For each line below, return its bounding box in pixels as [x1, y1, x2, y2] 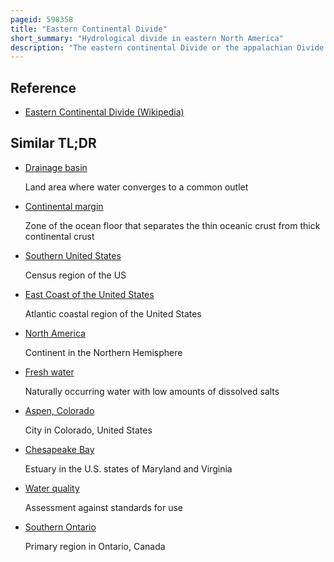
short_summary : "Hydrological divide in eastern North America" [10, 33, 284, 43]
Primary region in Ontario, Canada [24, 540, 166, 552]
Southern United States [24, 249, 122, 261]
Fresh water [24, 366, 75, 378]
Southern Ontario [24, 521, 97, 533]
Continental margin [24, 200, 104, 212]
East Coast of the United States [24, 288, 155, 300]
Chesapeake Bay [24, 443, 95, 455]
